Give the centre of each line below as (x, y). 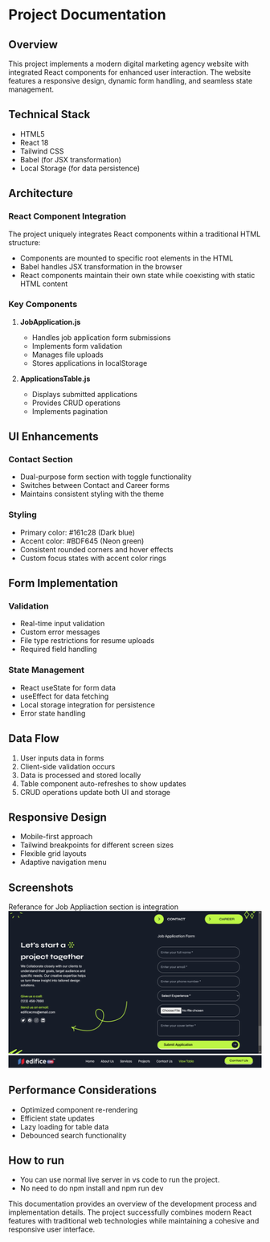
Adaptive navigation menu (63, 863)
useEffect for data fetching (64, 696)
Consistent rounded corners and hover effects (96, 549)
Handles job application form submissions (101, 337)
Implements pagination (70, 411)
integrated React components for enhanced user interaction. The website (130, 72)
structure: (25, 242)
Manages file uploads (67, 355)
